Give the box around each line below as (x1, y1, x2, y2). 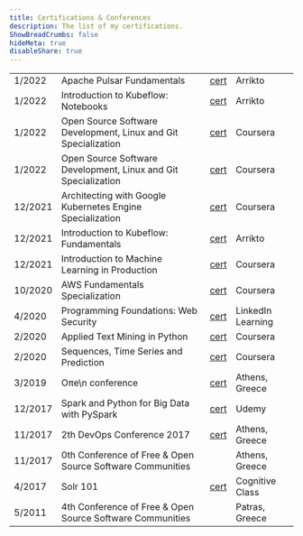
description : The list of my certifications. (9, 22, 183, 31)
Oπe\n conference (61, 376, 138, 389)
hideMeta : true (9, 38, 67, 48)
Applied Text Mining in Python (61, 330, 188, 343)
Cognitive (235, 475, 277, 487)
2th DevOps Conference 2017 (61, 429, 191, 441)
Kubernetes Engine (61, 200, 142, 213)
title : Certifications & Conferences (9, 13, 151, 23)
